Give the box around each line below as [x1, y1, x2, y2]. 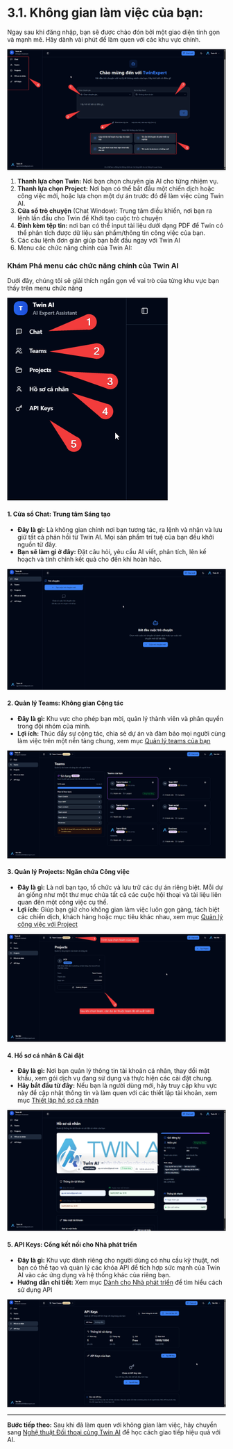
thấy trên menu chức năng [7, 284, 83, 293]
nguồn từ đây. [17, 540, 58, 549]
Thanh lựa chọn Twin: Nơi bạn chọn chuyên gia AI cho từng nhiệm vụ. [17, 177, 218, 186]
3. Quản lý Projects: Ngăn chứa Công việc [7, 868, 130, 876]
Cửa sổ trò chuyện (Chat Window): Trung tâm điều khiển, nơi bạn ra [17, 207, 213, 215]
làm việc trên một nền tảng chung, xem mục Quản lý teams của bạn [17, 736, 211, 745]
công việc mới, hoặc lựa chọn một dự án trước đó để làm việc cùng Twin [17, 192, 224, 200]
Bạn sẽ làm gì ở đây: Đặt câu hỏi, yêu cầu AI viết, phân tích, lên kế [17, 547, 207, 556]
